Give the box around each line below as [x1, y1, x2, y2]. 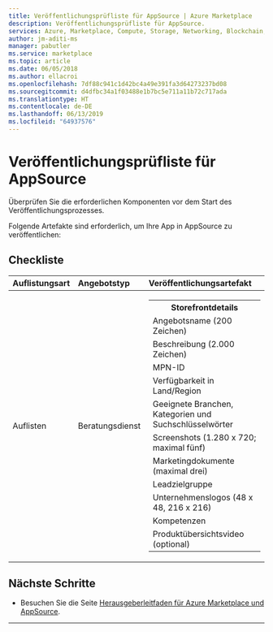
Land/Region [153, 385, 201, 396]
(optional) [153, 538, 190, 549]
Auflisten [12, 420, 47, 431]
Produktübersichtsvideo [153, 528, 245, 539]
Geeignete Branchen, [153, 398, 234, 409]
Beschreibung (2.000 [153, 338, 235, 349]
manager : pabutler [8, 42, 71, 50]
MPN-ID [153, 361, 185, 373]
